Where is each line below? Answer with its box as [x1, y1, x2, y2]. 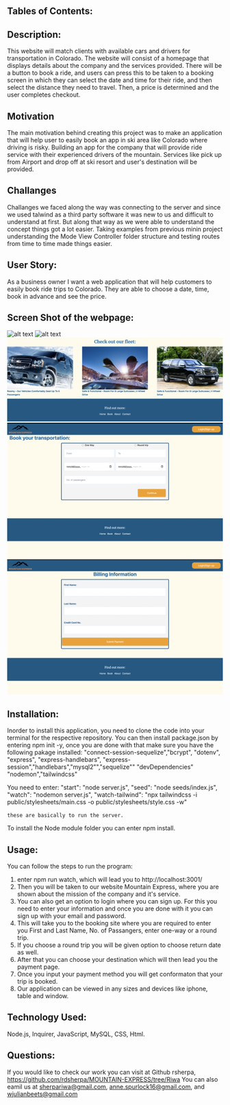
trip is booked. [16, 977, 58, 985]
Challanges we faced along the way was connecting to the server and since [7, 203, 221, 211]
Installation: [7, 708, 60, 720]
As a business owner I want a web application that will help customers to [7, 277, 212, 286]
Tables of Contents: [7, 5, 93, 17]
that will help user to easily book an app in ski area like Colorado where [7, 136, 207, 145]
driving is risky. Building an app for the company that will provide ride [7, 143, 203, 151]
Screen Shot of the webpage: [7, 312, 134, 324]
